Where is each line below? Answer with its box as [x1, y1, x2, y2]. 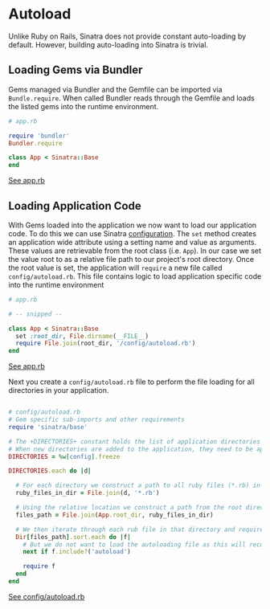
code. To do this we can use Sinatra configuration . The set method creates [8, 228, 257, 238]
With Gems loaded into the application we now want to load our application [8, 220, 257, 230]
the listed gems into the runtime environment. [8, 101, 159, 111]
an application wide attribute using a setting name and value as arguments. [8, 237, 257, 247]
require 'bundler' [8, 132, 70, 140]
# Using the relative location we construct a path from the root [15, 504, 243, 512]
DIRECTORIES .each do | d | [8, 467, 92, 475]
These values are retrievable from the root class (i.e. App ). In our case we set [8, 246, 262, 255]
